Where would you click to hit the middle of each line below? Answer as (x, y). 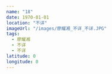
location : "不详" (27, 23)
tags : (13, 34)
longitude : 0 (22, 61)
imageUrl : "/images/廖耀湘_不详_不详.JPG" (57, 28)
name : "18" (20, 12)
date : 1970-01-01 (28, 17)
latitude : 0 (21, 56)
